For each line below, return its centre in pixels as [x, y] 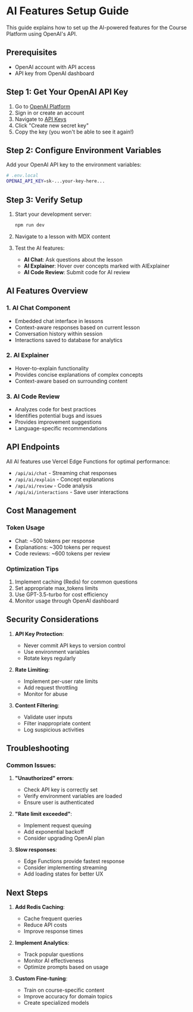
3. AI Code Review [33, 396]
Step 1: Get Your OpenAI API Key [67, 92]
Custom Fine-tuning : [41, 979]
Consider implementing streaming [65, 868]
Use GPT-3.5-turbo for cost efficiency [61, 594]
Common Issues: [31, 765]
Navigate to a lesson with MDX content [63, 236]
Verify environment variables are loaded [73, 796]
